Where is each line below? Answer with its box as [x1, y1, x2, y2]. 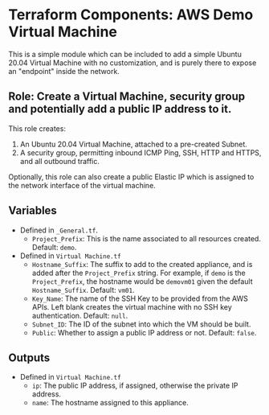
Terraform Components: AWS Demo [8, 6, 254, 24]
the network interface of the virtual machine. [8, 180, 157, 190]
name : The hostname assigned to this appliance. [31, 398, 189, 408]
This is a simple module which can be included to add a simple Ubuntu [8, 49, 243, 59]
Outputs [8, 351, 51, 364]
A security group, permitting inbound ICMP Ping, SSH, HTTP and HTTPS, [19, 147, 262, 158]
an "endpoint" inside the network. [8, 66, 120, 76]
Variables [8, 203, 58, 218]
